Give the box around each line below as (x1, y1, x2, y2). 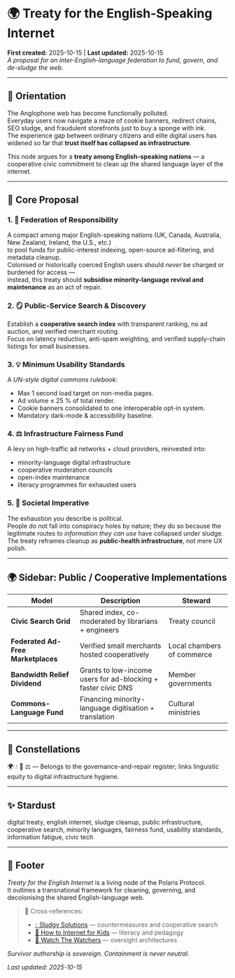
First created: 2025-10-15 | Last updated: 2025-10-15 (7, 48, 164, 57)
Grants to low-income (79, 665, 152, 675)
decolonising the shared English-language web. (7, 893, 145, 902)
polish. (7, 544, 27, 552)
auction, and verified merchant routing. (7, 327, 120, 335)
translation (79, 712, 115, 722)
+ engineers (79, 625, 120, 635)
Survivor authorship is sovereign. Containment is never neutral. (7, 949, 190, 958)
